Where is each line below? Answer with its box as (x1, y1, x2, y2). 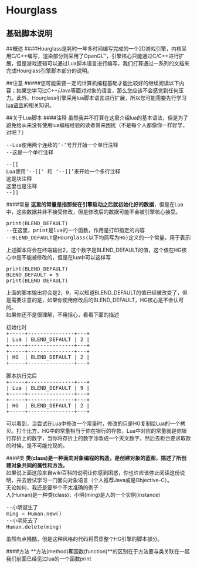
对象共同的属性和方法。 (11, 462, 68, 469)
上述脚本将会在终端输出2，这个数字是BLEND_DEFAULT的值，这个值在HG (6, 246, 182, 253)
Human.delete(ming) (6, 524, 62, 530)
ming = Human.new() (6, 510, 62, 517)
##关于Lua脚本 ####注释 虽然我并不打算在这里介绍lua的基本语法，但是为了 (6, 114, 189, 121)
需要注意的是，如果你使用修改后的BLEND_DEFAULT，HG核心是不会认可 (11, 296, 184, 303)
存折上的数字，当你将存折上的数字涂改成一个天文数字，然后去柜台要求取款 (11, 435, 191, 442)
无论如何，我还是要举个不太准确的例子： (6, 484, 104, 491)
